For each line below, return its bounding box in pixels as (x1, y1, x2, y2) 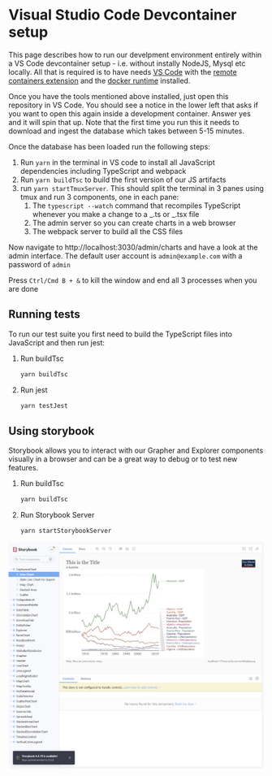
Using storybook (8, 424, 95, 438)
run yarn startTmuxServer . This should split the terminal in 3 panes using (19, 183, 264, 193)
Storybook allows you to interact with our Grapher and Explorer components (8, 445, 264, 456)
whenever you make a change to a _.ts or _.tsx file (32, 209, 200, 219)
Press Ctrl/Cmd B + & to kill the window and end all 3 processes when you (8, 275, 257, 285)
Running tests (8, 307, 81, 322)
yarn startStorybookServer (19, 527, 112, 535)
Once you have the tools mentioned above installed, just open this (8, 91, 229, 101)
